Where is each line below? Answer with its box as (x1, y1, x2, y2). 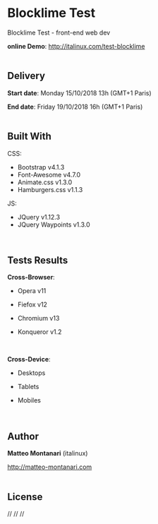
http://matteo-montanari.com (7, 463, 92, 471)
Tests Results (7, 254, 68, 266)
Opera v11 (17, 287, 47, 295)
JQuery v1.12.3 (17, 213, 61, 221)
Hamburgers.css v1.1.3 (17, 185, 83, 193)
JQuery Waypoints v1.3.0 (17, 220, 90, 229)
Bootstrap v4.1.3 (17, 162, 65, 171)
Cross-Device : (7, 355, 51, 364)
